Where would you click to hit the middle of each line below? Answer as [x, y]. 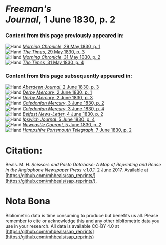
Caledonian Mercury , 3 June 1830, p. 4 [64, 108]
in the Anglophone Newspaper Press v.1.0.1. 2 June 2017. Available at [77, 170]
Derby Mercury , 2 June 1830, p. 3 [57, 97]
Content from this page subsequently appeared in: [69, 76]
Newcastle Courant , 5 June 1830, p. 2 [62, 124]
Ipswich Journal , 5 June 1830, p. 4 [59, 119]
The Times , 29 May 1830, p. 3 [54, 52]
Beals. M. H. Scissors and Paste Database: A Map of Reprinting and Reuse [83, 164]
